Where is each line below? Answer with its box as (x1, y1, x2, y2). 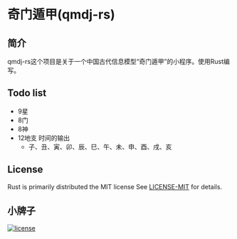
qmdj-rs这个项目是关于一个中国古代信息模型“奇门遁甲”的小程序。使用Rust (7, 58, 224, 65)
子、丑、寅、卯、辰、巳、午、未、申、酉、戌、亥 (28, 142, 172, 151)
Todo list (7, 87, 47, 100)
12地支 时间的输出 (17, 133, 70, 142)
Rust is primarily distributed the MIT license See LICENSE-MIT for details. (7, 182, 223, 191)
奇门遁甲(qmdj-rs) (7, 6, 115, 23)
